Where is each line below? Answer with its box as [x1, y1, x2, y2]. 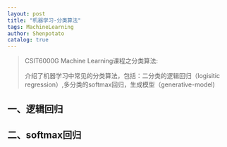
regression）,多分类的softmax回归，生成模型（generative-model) [24, 80, 215, 89]
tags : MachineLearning [7, 23, 74, 30]
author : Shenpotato [7, 30, 65, 37]
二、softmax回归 [7, 129, 82, 141]
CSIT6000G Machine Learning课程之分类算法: [24, 57, 159, 65]
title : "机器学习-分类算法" [7, 17, 81, 24]
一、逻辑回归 [7, 103, 63, 115]
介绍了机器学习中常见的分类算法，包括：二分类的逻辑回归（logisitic [24, 72, 221, 80]
